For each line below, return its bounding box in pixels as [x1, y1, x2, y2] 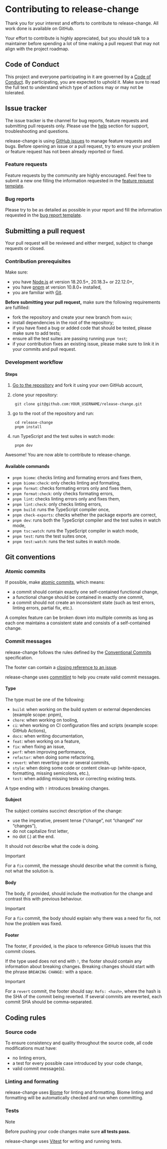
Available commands [5, 463, 50, 469]
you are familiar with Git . [12, 290, 63, 296]
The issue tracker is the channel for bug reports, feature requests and [5, 117, 149, 123]
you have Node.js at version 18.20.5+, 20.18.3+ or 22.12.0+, [12, 279, 134, 285]
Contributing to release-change [5, 4, 139, 15]
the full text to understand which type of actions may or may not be [5, 84, 144, 90]
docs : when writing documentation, [12, 733, 84, 739]
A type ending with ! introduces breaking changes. [5, 785, 110, 791]
